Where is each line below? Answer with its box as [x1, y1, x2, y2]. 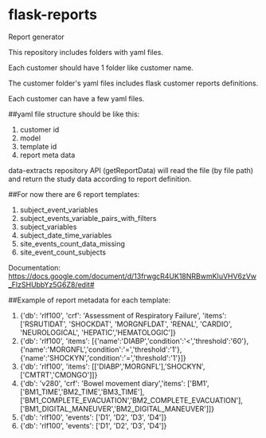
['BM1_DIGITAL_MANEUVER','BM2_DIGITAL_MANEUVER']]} [19, 404, 215, 413]
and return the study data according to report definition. [8, 174, 192, 183]
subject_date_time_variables [19, 230, 112, 240]
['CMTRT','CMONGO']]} [19, 369, 98, 380]
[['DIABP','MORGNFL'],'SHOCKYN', [91, 361, 205, 371]
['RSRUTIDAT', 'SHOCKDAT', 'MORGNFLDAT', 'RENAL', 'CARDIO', [19, 319, 233, 329]
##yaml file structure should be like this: [8, 109, 140, 119]
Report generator [8, 32, 65, 41]
